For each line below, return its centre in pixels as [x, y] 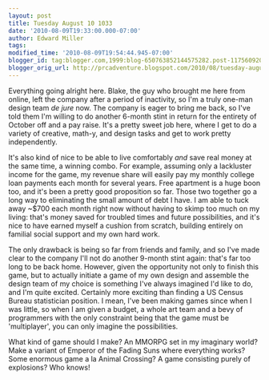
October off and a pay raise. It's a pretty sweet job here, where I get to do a [133, 124]
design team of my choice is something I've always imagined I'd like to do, [131, 283]
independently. [33, 142]
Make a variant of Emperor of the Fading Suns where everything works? [127, 350]
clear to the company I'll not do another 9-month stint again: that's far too [130, 258]
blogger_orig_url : [39, 68]
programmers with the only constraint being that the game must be [119, 317]
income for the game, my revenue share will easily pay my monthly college [131, 174]
